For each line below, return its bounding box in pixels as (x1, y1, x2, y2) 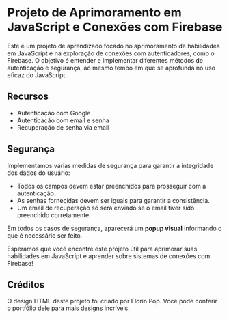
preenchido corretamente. (16, 210, 91, 219)
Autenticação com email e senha (16, 116, 109, 124)
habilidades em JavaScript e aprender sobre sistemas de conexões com (7, 251, 211, 260)
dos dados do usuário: (7, 169, 70, 177)
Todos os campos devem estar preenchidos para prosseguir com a (16, 182, 206, 190)
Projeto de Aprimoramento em (7, 5, 183, 20)
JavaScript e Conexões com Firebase (7, 19, 223, 35)
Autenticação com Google (16, 109, 91, 117)
